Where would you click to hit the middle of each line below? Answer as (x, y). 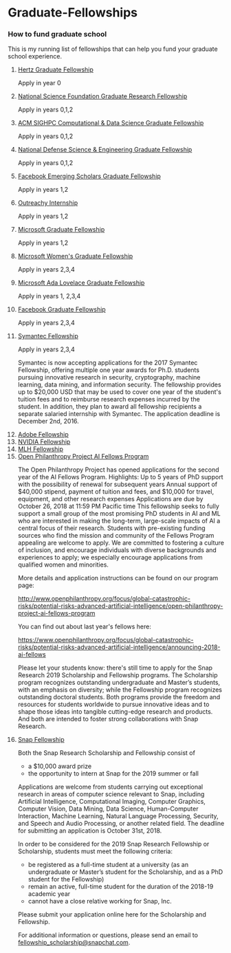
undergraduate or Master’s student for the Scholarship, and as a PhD (125, 872)
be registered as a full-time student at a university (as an (108, 865)
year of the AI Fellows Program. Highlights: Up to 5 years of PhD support (120, 477)
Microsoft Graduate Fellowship (61, 230)
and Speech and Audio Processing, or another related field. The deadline (121, 824)
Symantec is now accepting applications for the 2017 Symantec (108, 363)
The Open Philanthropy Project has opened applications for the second (118, 470)
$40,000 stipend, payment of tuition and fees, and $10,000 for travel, (116, 492)
